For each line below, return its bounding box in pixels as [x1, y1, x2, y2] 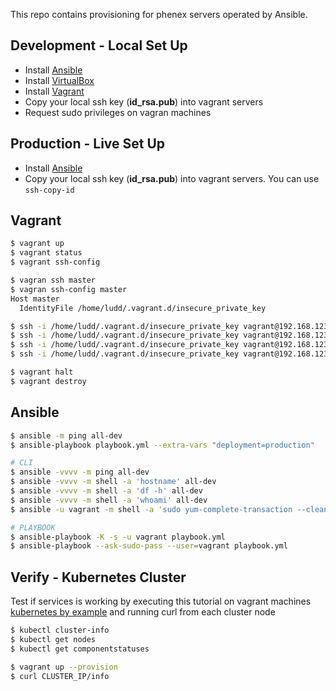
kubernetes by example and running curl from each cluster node [10, 606, 276, 618]
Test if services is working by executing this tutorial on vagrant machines [10, 595, 312, 608]
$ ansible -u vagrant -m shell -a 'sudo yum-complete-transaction [10, 504, 293, 514]
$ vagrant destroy [10, 376, 87, 386]
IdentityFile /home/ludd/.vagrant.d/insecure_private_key [19, 303, 267, 313]
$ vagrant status [10, 248, 83, 258]
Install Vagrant [24, 85, 85, 97]
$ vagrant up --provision [10, 662, 118, 672]
